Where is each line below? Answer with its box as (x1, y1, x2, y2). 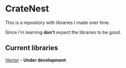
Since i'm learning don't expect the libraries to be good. (5, 29, 121, 35)
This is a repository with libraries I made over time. (5, 19, 110, 25)
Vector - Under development (5, 57, 67, 63)
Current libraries (5, 43, 58, 52)
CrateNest (5, 3, 49, 14)
